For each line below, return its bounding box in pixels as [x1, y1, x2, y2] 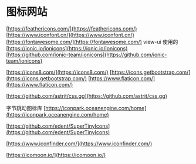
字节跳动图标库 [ [6, 104, 46, 111]
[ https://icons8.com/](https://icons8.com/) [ [6, 69, 112, 76]
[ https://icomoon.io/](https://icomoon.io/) [6, 151, 106, 158]
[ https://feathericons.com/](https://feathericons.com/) [6, 25, 137, 32]
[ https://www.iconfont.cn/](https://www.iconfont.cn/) [6, 31, 135, 38]
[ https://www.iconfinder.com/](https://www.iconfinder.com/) [6, 140, 153, 147]
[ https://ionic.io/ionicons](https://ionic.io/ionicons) [6, 45, 128, 52]
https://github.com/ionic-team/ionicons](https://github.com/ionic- [8, 51, 167, 58]
